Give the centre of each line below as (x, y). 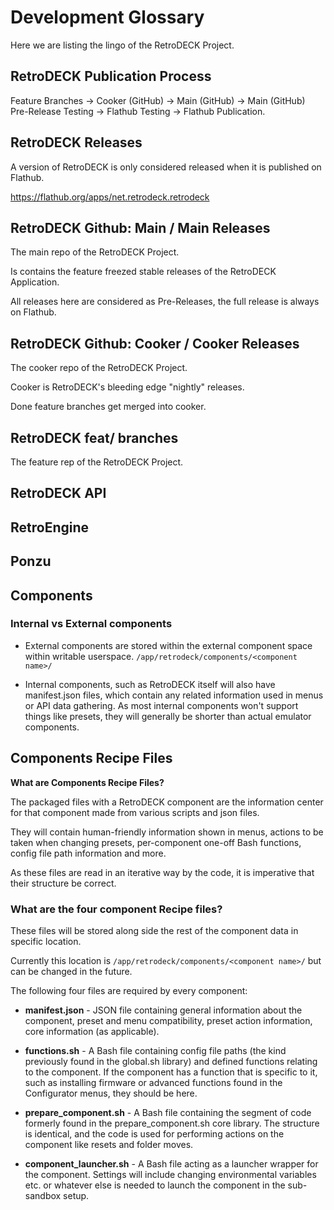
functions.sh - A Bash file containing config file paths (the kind (155, 1050)
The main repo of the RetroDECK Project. (95, 252)
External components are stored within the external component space (168, 645)
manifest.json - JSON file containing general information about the (163, 1010)
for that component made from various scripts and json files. (135, 812)
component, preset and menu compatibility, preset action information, (168, 1020)
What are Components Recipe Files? (87, 782)
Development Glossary (107, 17)
